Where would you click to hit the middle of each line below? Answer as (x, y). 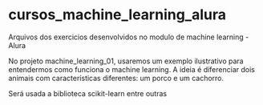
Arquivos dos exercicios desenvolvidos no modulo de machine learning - (129, 37)
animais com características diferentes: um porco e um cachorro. (116, 78)
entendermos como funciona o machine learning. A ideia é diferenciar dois (131, 69)
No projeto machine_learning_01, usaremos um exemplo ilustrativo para (126, 61)
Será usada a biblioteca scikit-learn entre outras (87, 93)
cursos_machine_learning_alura (117, 15)
